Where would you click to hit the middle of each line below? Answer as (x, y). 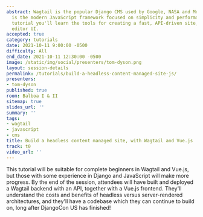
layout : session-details (37, 68)
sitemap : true (24, 101)
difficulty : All (27, 51)
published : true (27, 90)
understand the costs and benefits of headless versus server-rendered (95, 195)
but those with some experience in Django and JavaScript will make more (98, 175)
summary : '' (21, 113)
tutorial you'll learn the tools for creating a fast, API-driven (97, 23)
